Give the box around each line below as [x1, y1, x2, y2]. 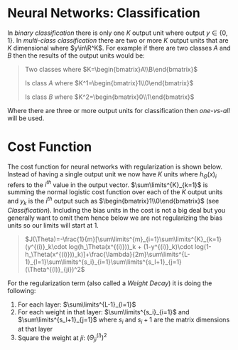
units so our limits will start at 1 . [7, 221, 99, 229]
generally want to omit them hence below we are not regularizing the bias [7, 213, 222, 222]
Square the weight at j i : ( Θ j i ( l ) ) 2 [17, 332, 107, 344]
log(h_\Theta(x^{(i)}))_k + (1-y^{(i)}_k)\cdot [68, 242, 193, 250]
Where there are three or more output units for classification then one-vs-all [7, 106, 230, 115]
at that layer [17, 324, 53, 333]
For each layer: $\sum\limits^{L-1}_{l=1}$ [17, 300, 136, 309]
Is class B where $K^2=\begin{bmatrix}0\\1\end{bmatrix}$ [24, 92, 195, 101]
